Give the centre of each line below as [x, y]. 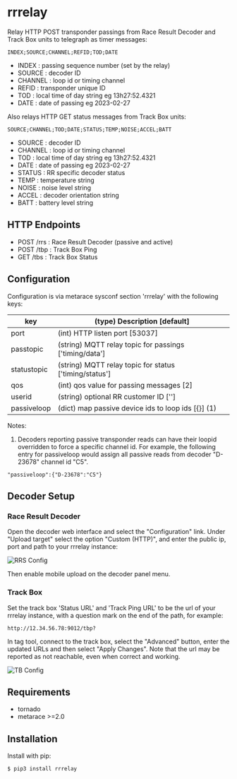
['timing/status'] [84, 374]
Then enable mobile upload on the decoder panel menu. [89, 574]
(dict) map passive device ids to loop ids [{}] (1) [137, 408]
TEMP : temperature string [56, 180]
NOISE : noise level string [54, 187]
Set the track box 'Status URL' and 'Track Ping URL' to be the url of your [111, 607]
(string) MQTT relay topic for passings [121, 345]
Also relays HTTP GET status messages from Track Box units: [97, 117]
